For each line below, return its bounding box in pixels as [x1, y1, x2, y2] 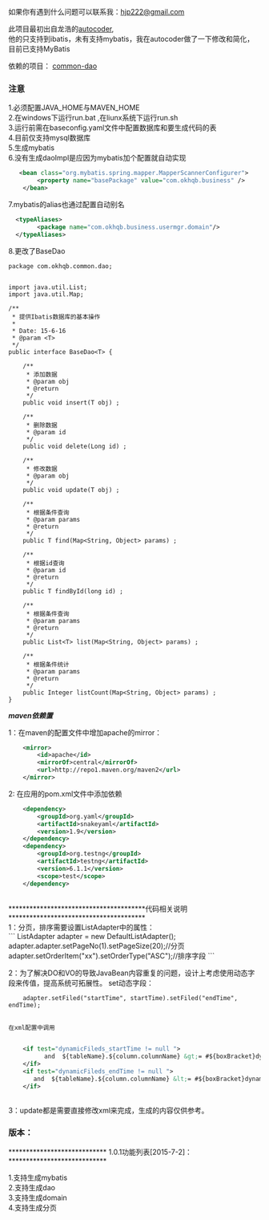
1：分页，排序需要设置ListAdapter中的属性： [8, 922, 155, 932]
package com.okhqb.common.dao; [8, 262, 113, 270]
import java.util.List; [8, 283, 88, 291]
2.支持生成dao [8, 1182, 56, 1192]
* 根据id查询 [26, 559, 65, 567]
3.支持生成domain [8, 1193, 68, 1202]
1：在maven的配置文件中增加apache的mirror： [8, 727, 163, 737]
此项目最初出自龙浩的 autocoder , [8, 24, 114, 34]
